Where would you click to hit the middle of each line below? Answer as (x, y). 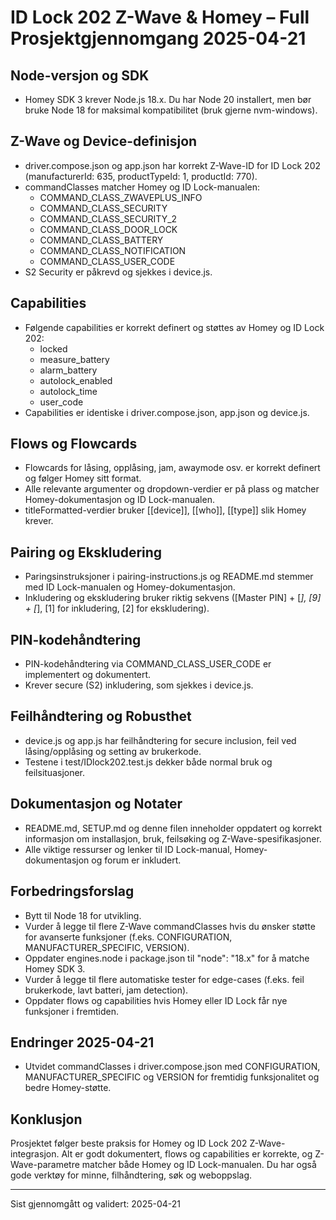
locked (53, 348)
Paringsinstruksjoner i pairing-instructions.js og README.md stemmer (169, 577)
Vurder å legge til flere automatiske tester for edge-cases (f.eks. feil (164, 979)
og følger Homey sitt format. (83, 478)
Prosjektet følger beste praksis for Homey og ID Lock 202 (129, 1143)
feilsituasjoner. (55, 772)
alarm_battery (68, 370)
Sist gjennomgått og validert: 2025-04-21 (96, 1204)
